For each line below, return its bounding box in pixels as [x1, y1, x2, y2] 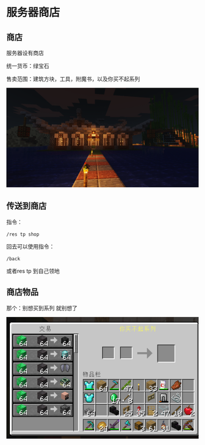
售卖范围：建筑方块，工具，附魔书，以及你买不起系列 [6, 75, 140, 83]
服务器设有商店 [6, 50, 44, 56]
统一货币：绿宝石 [6, 62, 49, 69]
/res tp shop [6, 231, 40, 237]
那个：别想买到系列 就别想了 [6, 304, 77, 312]
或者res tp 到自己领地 [6, 267, 60, 274]
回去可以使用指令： [6, 242, 55, 250]
